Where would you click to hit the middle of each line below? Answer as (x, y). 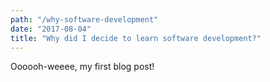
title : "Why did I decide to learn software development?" (136, 38)
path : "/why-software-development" (84, 19)
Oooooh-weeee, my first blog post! (82, 67)
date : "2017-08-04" (51, 29)
